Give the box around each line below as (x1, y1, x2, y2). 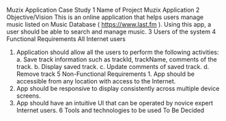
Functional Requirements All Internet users (6, 35, 126, 43)
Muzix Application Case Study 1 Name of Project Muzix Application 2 (6, 6, 200, 14)
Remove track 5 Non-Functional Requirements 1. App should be (16, 70, 195, 78)
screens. (16, 92, 42, 100)
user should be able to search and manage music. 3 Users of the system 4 (6, 27, 216, 36)
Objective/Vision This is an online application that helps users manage (6, 13, 204, 21)
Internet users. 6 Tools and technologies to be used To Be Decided (16, 106, 205, 114)
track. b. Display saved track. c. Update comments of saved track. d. (16, 63, 210, 70)
